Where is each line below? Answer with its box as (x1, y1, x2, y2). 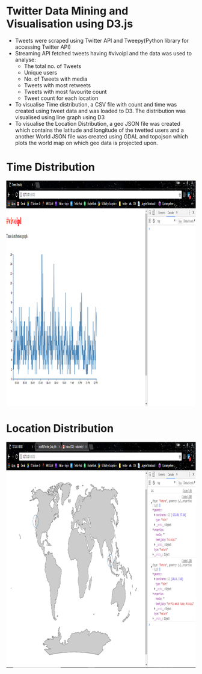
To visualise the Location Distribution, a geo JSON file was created (14, 120, 180, 127)
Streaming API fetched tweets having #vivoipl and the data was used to (14, 49, 192, 57)
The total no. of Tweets (23, 62, 82, 70)
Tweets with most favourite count (23, 88, 107, 95)
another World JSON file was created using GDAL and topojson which (14, 132, 188, 140)
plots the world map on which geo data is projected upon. (14, 139, 158, 146)
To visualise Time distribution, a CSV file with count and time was (14, 100, 177, 108)
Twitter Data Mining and (6, 4, 129, 18)
